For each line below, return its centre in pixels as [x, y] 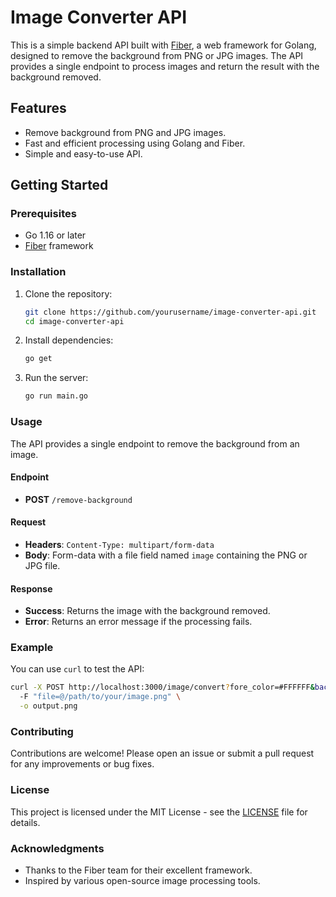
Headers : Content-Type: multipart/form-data [119, 544]
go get [38, 359]
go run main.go [56, 396]
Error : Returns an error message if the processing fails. [138, 622]
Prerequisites [43, 214]
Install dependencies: [69, 340]
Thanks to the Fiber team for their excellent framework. [138, 870]
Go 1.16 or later [55, 235]
